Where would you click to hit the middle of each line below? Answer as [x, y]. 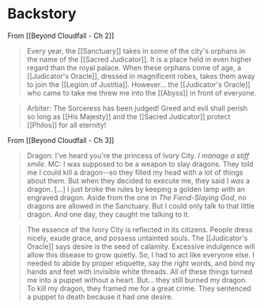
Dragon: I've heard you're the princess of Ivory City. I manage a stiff [138, 156]
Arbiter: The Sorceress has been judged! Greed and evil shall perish [137, 108]
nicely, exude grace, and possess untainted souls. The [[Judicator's [137, 238]
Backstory [42, 14]
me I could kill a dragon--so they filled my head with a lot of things [135, 172]
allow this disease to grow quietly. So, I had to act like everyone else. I [140, 254]
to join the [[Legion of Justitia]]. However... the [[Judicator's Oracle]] [138, 85]
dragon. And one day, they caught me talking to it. [108, 214]
